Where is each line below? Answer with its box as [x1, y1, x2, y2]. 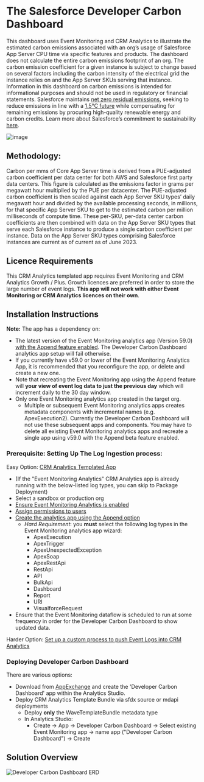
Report [33, 591, 51, 599]
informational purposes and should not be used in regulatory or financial [6, 89, 188, 96]
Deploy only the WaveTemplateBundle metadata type [24, 708, 158, 716]
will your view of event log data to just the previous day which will [15, 382, 184, 390]
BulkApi [33, 579, 53, 586]
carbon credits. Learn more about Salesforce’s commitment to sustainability [6, 114, 196, 122]
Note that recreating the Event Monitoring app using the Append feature [15, 376, 196, 383]
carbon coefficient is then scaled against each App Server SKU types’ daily [6, 193, 195, 200]
